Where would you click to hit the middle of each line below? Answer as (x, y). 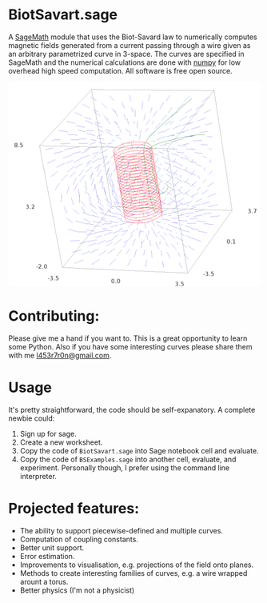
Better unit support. (52, 547)
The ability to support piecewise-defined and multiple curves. (122, 530)
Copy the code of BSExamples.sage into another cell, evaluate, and (128, 459)
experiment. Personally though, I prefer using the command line (125, 467)
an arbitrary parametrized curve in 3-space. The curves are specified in (127, 54)
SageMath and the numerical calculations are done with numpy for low (125, 62)
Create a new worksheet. (61, 442)
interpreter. (38, 476)
